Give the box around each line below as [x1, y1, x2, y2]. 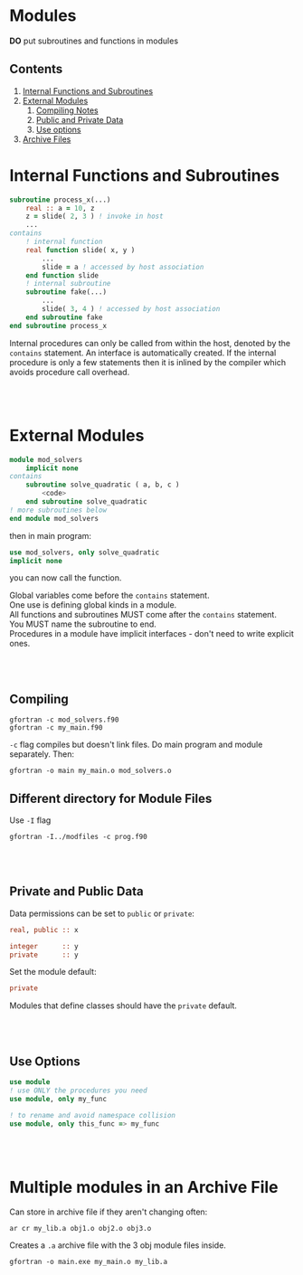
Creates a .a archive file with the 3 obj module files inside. [9, 1240, 226, 1251]
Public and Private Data [35, 114, 124, 125]
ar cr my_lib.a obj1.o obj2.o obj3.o [9, 1224, 152, 1233]
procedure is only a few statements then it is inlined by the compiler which [9, 356, 287, 367]
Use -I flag [9, 815, 52, 826]
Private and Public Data [9, 883, 144, 900]
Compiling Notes [35, 105, 99, 116]
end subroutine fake [25, 313, 103, 322]
